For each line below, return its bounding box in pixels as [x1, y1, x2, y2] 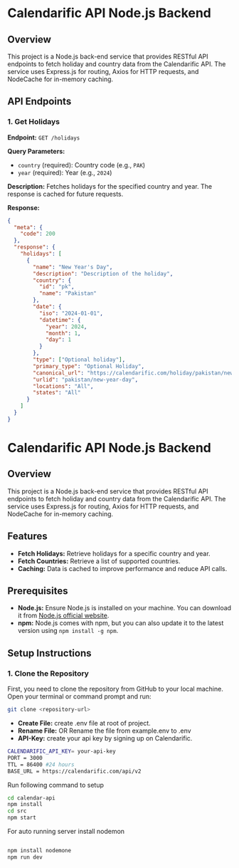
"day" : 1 [45, 336, 72, 343]
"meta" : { [14, 224, 43, 231]
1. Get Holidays [7, 117, 60, 127]
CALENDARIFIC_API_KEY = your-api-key [7, 748, 116, 755]
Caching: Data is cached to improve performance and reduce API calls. [17, 564, 228, 572]
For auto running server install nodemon [7, 827, 125, 835]
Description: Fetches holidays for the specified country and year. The [7, 182, 212, 190]
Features [7, 530, 48, 543]
